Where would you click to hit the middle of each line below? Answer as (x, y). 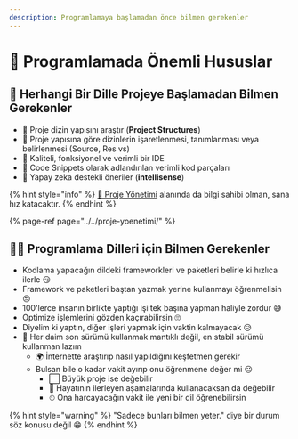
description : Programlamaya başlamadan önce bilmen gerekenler (129, 17)
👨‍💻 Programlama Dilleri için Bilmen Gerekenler (139, 249)
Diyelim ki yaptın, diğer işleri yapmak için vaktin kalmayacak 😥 (137, 328)
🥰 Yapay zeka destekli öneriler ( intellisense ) (103, 177)
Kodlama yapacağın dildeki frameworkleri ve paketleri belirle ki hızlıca (150, 270)
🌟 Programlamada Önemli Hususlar (141, 61)
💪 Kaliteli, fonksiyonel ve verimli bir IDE (93, 158)
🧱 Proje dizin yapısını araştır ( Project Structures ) (112, 129)
